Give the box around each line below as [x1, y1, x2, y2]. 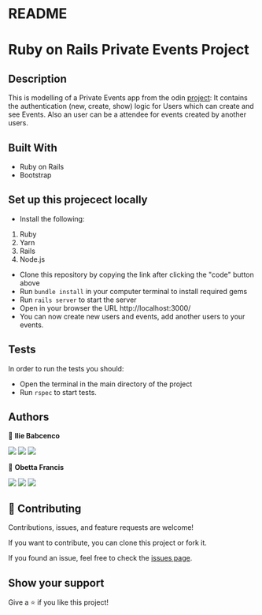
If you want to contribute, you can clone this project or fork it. [8, 538, 207, 548]
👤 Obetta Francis [8, 463, 65, 472]
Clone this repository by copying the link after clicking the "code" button [19, 270, 254, 279]
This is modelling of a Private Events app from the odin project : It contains [8, 93, 248, 102]
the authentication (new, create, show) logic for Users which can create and [8, 102, 254, 111]
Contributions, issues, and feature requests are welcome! [8, 523, 194, 532]
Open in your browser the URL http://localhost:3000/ [19, 303, 191, 312]
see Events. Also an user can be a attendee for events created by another [8, 110, 246, 119]
